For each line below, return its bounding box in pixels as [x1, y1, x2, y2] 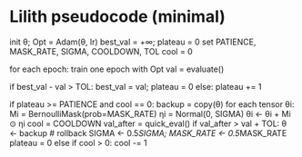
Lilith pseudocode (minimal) [9, 6, 226, 27]
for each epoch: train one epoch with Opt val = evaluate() [9, 64, 225, 74]
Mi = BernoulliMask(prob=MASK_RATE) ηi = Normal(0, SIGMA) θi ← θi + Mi [9, 108, 291, 119]
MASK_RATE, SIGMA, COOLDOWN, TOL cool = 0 [9, 45, 193, 56]
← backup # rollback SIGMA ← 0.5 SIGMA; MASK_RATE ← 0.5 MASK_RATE [9, 127, 287, 138]
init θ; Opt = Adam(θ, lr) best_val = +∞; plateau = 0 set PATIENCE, [9, 36, 257, 47]
